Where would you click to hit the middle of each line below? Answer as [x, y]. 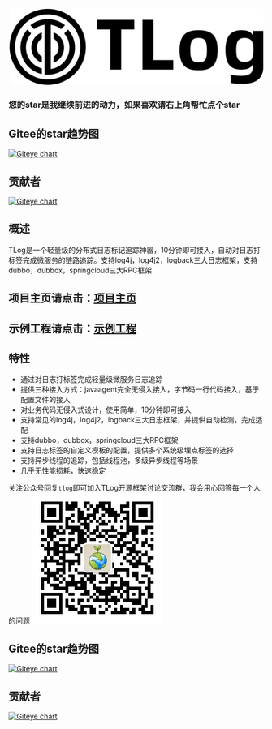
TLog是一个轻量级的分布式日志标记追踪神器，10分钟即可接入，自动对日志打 [135, 250]
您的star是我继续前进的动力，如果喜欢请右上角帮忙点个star [124, 105]
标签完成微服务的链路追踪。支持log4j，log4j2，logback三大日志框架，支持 [133, 259]
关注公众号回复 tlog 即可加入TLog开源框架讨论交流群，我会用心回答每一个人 [135, 488]
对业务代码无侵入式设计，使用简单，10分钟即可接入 [106, 410]
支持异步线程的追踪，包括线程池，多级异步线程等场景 [109, 461]
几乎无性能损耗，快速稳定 [63, 470]
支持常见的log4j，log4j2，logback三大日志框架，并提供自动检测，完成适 [141, 420]
